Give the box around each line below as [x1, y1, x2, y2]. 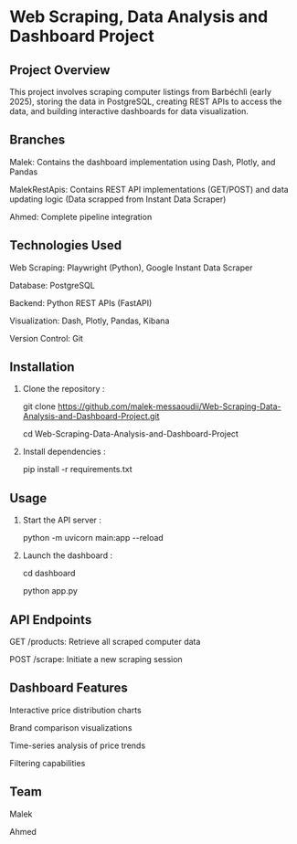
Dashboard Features [9, 680, 128, 696]
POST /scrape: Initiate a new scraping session [9, 654, 183, 665]
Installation [9, 359, 75, 375]
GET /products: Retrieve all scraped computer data [9, 637, 201, 648]
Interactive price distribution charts [9, 704, 142, 715]
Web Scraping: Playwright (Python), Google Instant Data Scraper [9, 262, 253, 273]
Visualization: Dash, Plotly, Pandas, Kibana [9, 315, 170, 326]
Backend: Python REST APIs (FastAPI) [9, 297, 153, 308]
